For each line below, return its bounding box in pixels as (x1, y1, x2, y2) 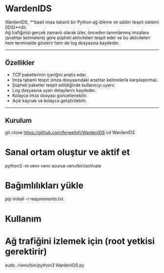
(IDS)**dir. (5, 24, 27, 30)
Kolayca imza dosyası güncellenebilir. (12, 92, 88, 98)
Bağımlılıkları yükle (5, 180, 84, 191)
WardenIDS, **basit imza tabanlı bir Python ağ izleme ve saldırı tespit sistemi (5, 19, 159, 25)
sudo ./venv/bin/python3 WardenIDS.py (5, 262, 84, 268)
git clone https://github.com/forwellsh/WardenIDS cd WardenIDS (5, 129, 135, 135)
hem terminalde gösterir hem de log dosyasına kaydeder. (5, 40, 120, 45)
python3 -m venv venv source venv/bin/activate (5, 162, 102, 169)
